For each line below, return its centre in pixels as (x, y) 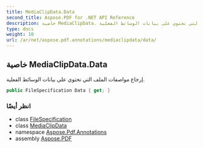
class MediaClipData (41, 126)
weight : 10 (20, 35)
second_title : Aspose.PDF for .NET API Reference (71, 18)
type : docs (20, 29)
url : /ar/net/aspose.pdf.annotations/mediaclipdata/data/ (81, 40)
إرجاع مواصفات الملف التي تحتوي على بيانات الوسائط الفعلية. (76, 79)
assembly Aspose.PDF (43, 138)
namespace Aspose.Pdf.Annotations (61, 132)
